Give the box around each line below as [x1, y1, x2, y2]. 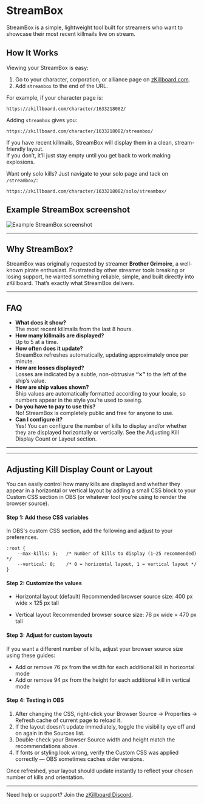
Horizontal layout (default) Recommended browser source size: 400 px [15, 593, 193, 600]
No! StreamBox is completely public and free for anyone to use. [15, 410, 174, 417]
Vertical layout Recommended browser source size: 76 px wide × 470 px [15, 611, 197, 619]
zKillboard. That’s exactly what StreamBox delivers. [6, 280, 135, 287]
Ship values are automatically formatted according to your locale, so [15, 390, 186, 397]
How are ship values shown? [15, 383, 89, 391]
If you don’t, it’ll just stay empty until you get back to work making [6, 151, 171, 159]
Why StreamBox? [6, 244, 73, 254]
